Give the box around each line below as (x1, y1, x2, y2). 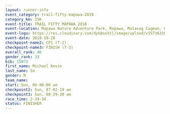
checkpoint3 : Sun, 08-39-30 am (5, 92, 71, 97)
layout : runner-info (5, 7, 49, 13)
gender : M (5, 73, 26, 78)
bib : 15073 (5, 59, 28, 64)
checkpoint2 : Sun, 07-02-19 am (5, 87, 71, 92)
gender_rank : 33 (5, 54, 39, 60)
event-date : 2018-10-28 (5, 36, 56, 41)
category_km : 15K (5, 17, 42, 22)
